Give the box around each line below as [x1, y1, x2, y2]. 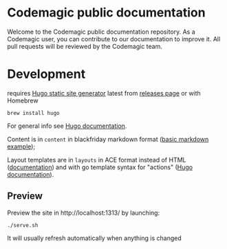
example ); [7, 142, 36, 151]
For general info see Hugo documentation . [7, 122, 127, 130]
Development [7, 67, 86, 82]
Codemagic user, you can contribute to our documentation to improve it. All [7, 34, 221, 43]
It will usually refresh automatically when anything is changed [7, 234, 182, 242]
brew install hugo [7, 109, 60, 116]
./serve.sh [7, 221, 39, 228]
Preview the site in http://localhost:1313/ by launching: [7, 208, 160, 217]
